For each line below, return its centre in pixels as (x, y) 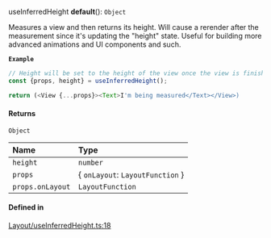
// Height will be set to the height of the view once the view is (124, 73)
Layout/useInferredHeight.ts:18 (60, 226)
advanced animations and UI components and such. (95, 44)
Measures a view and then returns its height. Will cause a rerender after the (134, 27)
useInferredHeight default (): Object (67, 12)
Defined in (26, 207)
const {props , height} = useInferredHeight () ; (88, 81)
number (90, 162)
